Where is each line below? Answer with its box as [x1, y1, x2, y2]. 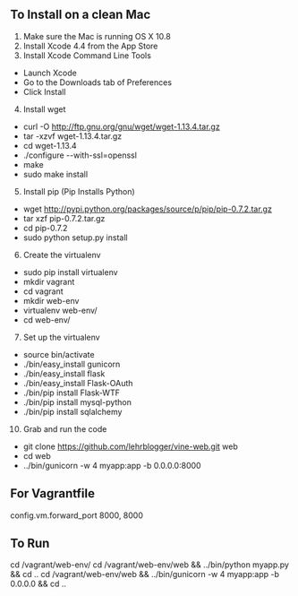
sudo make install [22, 168, 89, 179]
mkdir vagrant [22, 276, 75, 287]
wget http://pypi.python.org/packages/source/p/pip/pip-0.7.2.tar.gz [22, 203, 272, 214]
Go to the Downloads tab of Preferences [22, 76, 173, 88]
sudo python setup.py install [22, 232, 128, 243]
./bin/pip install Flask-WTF [22, 387, 120, 398]
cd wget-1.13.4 [22, 140, 77, 151]
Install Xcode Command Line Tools [22, 49, 151, 61]
